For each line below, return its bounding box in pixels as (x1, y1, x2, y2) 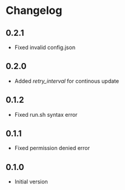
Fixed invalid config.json (14, 44, 76, 51)
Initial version (14, 178, 48, 185)
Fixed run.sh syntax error (14, 111, 78, 118)
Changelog (5, 4, 62, 18)
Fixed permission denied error (14, 145, 90, 152)
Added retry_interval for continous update (14, 77, 120, 85)
